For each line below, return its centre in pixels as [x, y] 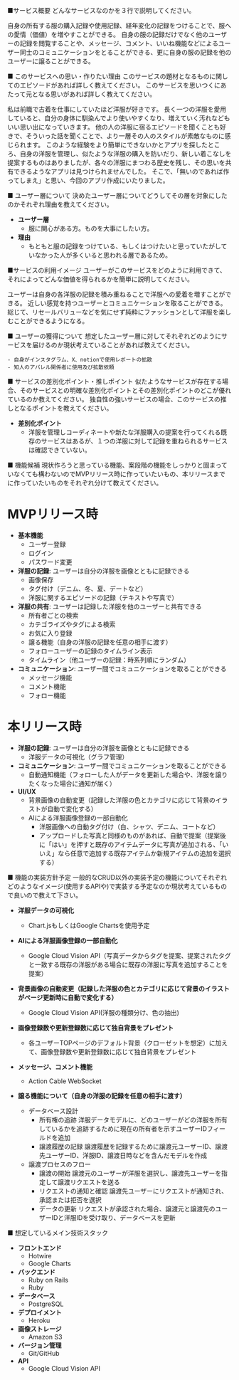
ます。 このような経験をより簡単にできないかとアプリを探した [117, 145]
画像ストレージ [39, 1329]
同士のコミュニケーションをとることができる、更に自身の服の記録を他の [126, 52]
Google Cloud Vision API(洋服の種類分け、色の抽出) [104, 1012]
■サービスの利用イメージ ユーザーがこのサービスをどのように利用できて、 [117, 270]
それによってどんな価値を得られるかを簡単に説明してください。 [101, 279]
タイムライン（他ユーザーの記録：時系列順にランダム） [109, 660]
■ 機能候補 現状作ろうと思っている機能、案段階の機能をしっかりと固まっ [115, 465]
